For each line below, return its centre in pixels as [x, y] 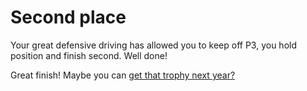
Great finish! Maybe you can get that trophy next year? [123, 75]
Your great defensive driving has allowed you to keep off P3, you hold [153, 45]
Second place [68, 17]
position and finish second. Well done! [89, 55]
